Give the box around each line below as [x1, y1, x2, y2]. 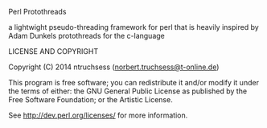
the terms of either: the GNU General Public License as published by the [8, 86, 248, 96]
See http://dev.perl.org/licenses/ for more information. [8, 110, 188, 120]
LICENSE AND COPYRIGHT [8, 47, 99, 56]
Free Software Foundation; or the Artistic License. [8, 95, 173, 104]
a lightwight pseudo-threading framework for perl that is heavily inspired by [8, 23, 259, 31]
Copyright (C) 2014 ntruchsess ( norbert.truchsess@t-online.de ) [8, 62, 220, 72]
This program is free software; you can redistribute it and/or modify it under [8, 78, 260, 87]
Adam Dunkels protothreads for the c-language [8, 31, 165, 40]
